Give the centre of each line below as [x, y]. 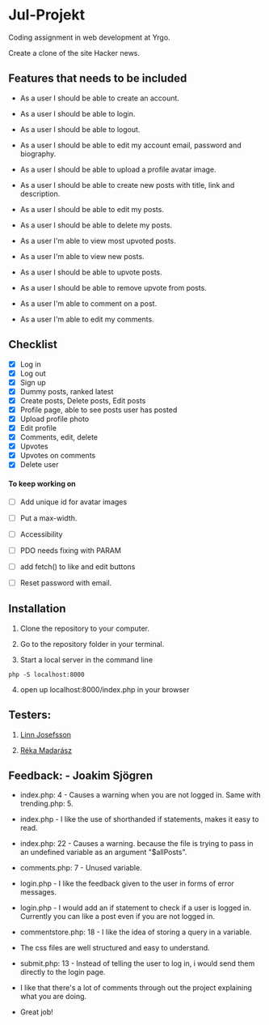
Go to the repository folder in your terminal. [92, 644]
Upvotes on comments [58, 456]
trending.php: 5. [47, 804]
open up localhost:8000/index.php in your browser [105, 689]
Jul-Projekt [47, 15]
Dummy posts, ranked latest [67, 391]
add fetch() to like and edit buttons [78, 566]
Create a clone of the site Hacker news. [74, 53]
